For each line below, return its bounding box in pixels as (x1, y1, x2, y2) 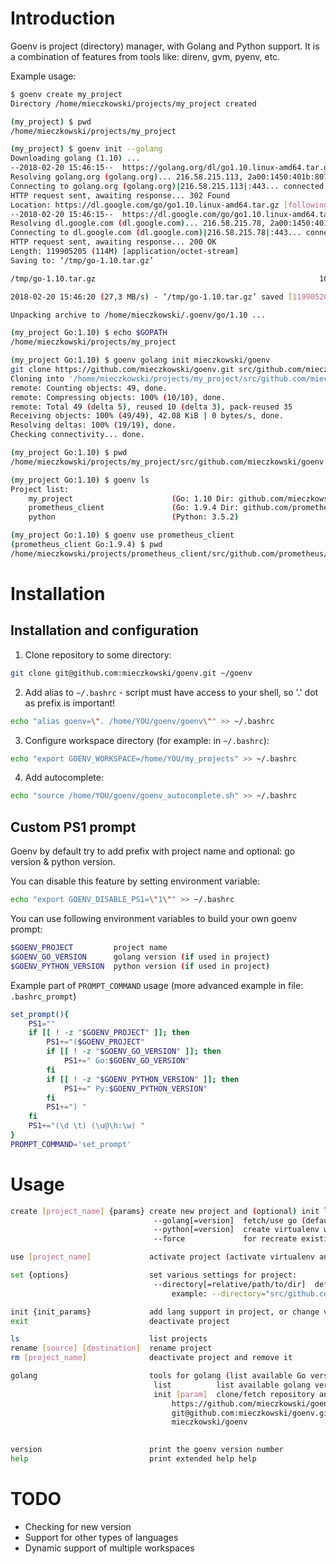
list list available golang (153, 1380, 311, 1390)
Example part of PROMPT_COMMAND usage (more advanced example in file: (10, 979, 304, 991)
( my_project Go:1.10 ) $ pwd (10, 448, 128, 458)
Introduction (10, 7, 116, 30)
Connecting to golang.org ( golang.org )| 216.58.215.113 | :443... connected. (10, 181, 329, 191)
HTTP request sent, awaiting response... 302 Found (10, 190, 230, 201)
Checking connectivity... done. (10, 430, 145, 440)
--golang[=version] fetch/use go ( (153, 1215, 307, 1226)
